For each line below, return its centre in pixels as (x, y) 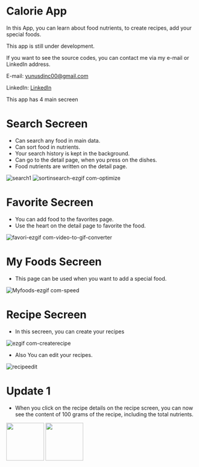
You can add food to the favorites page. (64, 219)
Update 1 (29, 391)
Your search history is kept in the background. (72, 153)
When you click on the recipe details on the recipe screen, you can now (104, 408)
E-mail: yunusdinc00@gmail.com (47, 76)
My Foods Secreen (54, 262)
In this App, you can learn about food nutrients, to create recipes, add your (99, 28)
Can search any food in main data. (58, 140)
